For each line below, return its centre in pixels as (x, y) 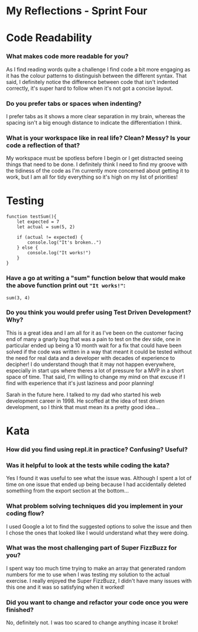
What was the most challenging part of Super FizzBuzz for (92, 548)
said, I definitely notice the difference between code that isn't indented (92, 82)
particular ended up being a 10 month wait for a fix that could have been (94, 345)
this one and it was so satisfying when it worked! (66, 587)
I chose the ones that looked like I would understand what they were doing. (98, 533)
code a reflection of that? (43, 145)
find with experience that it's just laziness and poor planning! (80, 383)
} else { (27, 248)
